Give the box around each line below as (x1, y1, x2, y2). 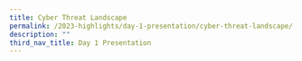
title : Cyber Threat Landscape (9, 13, 127, 22)
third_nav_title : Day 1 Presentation (9, 38, 152, 48)
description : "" (9, 30, 71, 39)
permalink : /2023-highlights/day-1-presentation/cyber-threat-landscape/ (9, 22, 294, 30)
